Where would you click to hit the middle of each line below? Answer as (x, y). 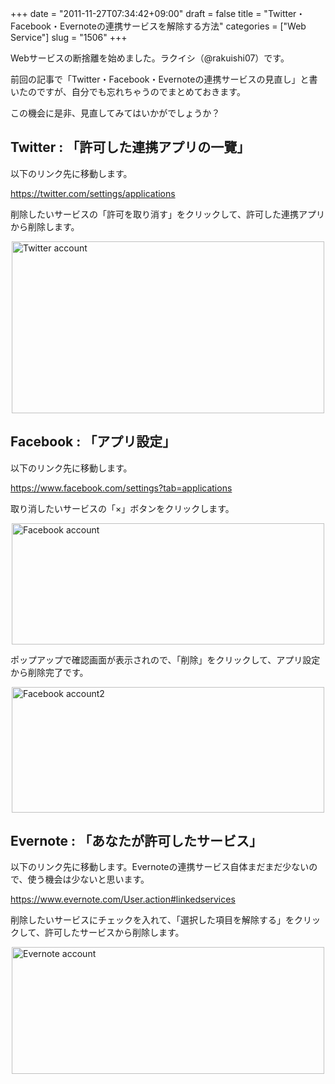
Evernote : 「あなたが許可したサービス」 (136, 841)
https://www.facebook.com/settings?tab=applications (121, 488)
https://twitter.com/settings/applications (93, 193)
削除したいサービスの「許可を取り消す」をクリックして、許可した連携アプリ (167, 214)
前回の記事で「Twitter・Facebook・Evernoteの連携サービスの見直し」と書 (164, 79)
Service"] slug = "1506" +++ (69, 37)
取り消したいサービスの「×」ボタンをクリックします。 (122, 508)
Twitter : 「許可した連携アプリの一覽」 (130, 147)
